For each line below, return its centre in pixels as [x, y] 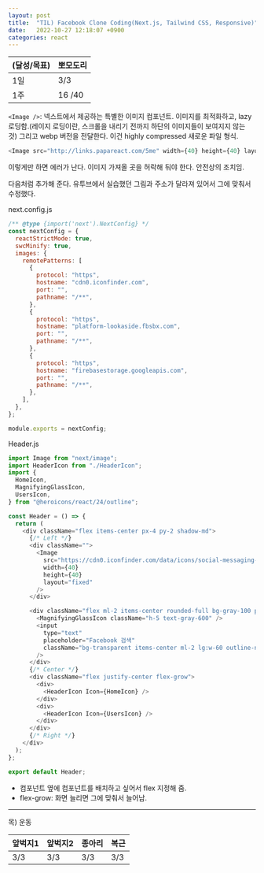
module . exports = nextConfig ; [58, 429]
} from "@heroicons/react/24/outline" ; [73, 502]
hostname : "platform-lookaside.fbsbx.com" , [108, 327]
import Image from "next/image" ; [63, 458]
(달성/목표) [31, 65]
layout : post [29, 15]
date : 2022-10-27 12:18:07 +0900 [66, 30]
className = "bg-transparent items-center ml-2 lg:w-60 [133, 648]
